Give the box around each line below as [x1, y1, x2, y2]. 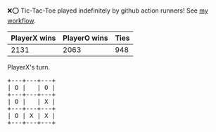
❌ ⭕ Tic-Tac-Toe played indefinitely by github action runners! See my [7, 6, 209, 15]
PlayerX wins [11, 33, 56, 43]
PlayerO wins [63, 33, 108, 43]
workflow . [7, 17, 36, 25]
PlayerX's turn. [7, 63, 51, 71]
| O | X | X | [7, 112, 56, 119]
